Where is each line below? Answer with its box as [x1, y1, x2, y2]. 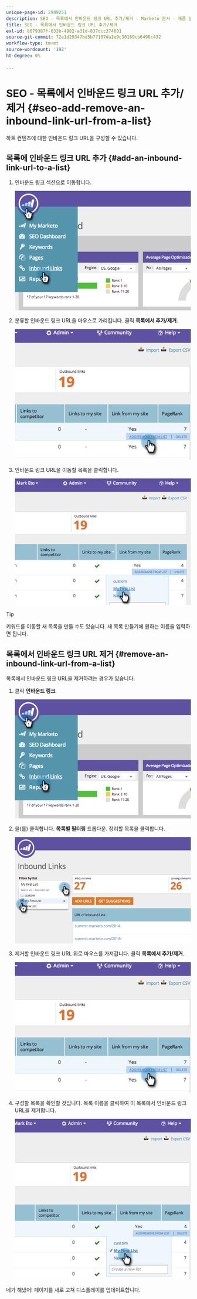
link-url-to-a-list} [6, 162, 71, 172]
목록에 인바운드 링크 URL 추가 [6, 153, 107, 163]
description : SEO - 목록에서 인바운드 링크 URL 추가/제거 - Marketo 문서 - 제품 [6, 15, 186, 22]
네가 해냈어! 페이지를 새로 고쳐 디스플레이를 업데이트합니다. [6, 1286, 141, 1293]
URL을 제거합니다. [14, 1107, 57, 1114]
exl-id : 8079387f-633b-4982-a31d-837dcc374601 [6, 28, 122, 34]
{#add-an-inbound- [108, 153, 182, 163]
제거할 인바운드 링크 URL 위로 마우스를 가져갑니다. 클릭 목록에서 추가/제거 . [14, 950, 185, 957]
